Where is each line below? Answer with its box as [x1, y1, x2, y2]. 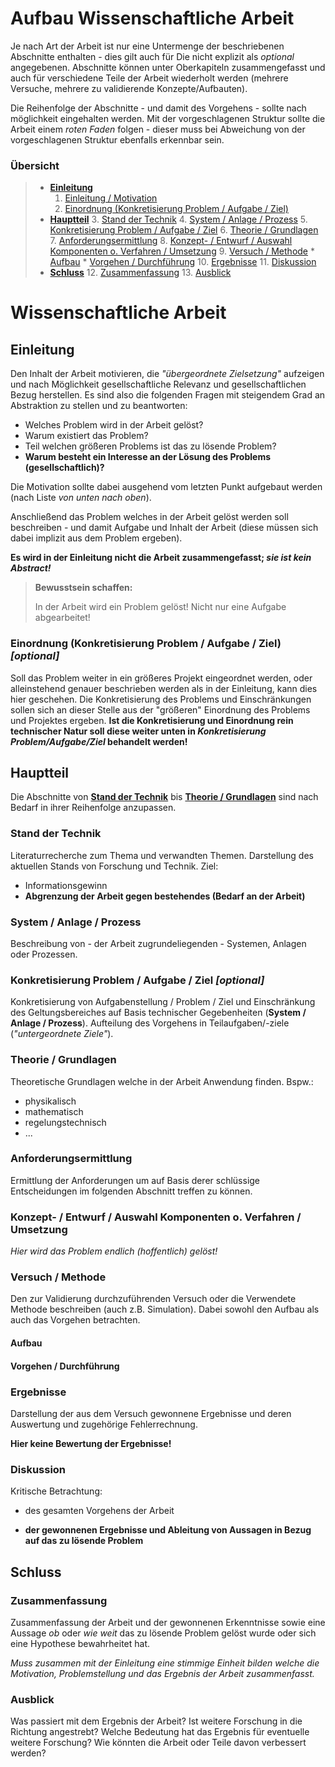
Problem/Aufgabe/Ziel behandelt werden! [10, 735, 188, 747]
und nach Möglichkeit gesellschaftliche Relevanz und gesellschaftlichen [10, 378, 307, 391]
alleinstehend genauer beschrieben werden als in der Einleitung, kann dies [10, 682, 318, 694]
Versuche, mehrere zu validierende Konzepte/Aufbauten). [10, 82, 248, 94]
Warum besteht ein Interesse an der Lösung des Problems [24, 451, 272, 463]
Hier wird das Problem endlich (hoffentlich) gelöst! [10, 1245, 218, 1257]
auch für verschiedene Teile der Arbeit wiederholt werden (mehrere [10, 72, 289, 84]
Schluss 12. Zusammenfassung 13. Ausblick [49, 267, 232, 279]
